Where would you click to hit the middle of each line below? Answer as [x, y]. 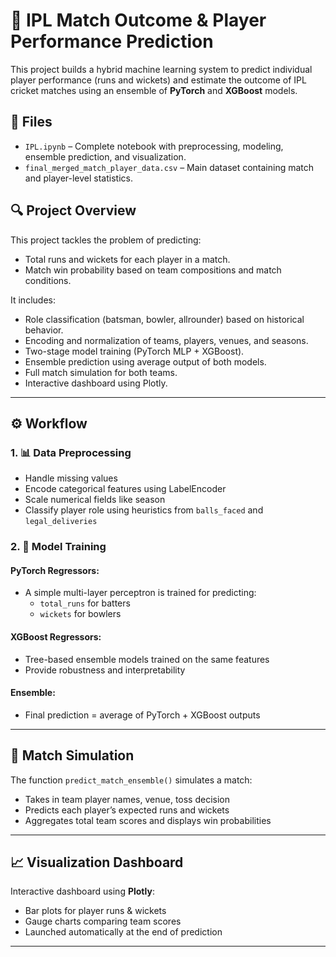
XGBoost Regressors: [56, 636]
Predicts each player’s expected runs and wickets [127, 810]
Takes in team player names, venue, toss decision [127, 799]
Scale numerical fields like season [95, 500]
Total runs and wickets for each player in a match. [127, 259]
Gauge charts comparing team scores [103, 921]
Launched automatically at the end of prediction [123, 932]
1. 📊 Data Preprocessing [71, 452]
